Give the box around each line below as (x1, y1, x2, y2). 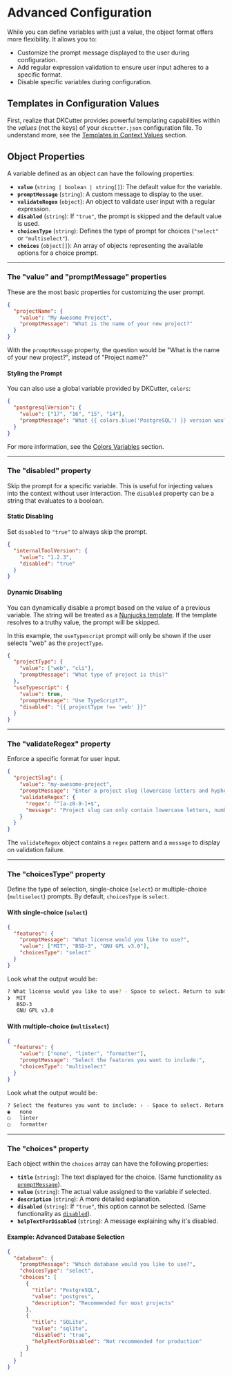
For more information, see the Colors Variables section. (7, 442, 164, 450)
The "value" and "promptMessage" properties (7, 272, 167, 282)
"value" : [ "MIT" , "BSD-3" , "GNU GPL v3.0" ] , (19, 943, 150, 950)
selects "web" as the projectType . (7, 639, 104, 647)
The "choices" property (7, 1144, 89, 1154)
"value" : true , (19, 691, 64, 697)
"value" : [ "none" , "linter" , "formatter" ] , (19, 1050, 147, 1057)
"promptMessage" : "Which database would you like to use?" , (19, 1261, 196, 1268)
